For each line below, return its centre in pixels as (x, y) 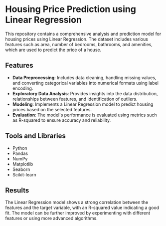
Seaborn (21, 169)
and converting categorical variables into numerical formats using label (85, 83)
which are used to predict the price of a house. (53, 50)
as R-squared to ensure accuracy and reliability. (62, 120)
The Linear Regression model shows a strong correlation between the (77, 202)
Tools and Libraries (35, 136)
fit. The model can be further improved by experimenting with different (78, 213)
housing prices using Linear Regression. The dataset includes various (77, 39)
